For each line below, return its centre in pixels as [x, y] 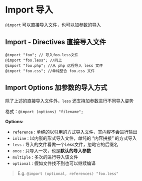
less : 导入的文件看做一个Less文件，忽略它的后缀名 [65, 144]
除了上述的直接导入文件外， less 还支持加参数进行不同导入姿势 [69, 101]
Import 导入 [29, 10]
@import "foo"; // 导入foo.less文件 [42, 55]
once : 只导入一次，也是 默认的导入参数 [52, 150]
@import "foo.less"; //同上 [34, 60]
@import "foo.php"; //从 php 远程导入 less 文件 [54, 65]
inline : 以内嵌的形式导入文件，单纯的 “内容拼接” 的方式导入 [74, 138]
